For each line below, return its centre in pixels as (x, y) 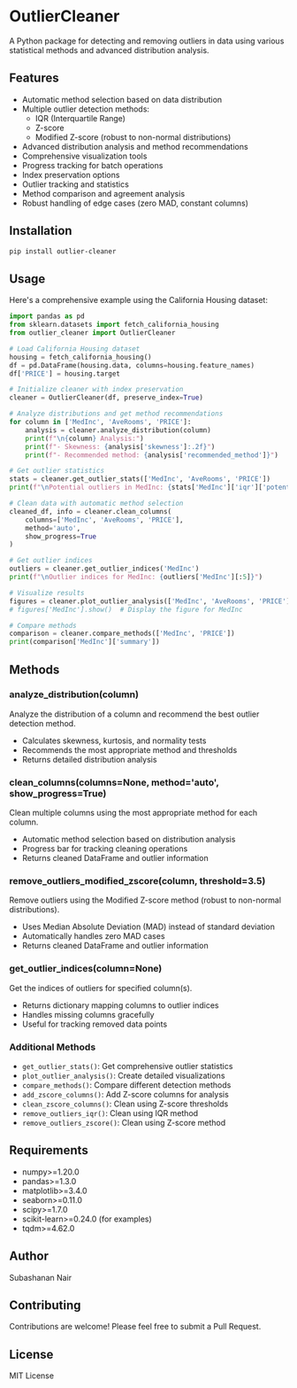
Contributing (45, 1305)
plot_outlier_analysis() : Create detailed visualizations (123, 1075)
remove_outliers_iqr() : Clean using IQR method (110, 1113)
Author (29, 1256)
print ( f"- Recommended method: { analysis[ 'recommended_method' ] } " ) (152, 455)
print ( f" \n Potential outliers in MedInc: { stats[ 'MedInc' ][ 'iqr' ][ (136, 488)
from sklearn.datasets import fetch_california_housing (114, 325)
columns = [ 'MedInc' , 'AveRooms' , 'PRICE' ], (104, 520)
